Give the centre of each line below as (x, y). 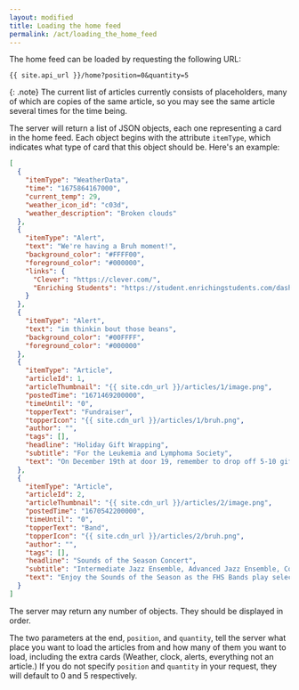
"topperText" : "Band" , (67, 528)
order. (20, 621)
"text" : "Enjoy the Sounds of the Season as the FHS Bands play (147, 578)
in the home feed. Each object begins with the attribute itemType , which (140, 138)
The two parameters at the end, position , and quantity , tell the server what (148, 637)
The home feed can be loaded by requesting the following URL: (125, 60)
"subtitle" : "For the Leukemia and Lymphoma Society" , (129, 453)
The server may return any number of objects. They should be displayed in (146, 611)
